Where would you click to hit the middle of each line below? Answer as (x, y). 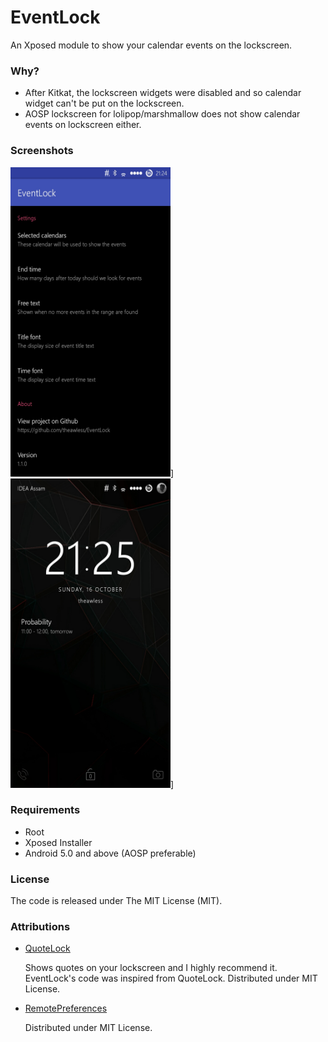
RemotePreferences (66, 1008)
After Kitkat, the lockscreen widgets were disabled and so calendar (163, 93)
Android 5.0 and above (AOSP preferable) (110, 853)
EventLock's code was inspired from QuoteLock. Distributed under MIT (171, 978)
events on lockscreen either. (83, 125)
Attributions (40, 927)
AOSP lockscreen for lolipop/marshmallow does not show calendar (162, 114)
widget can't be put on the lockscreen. (104, 103)
